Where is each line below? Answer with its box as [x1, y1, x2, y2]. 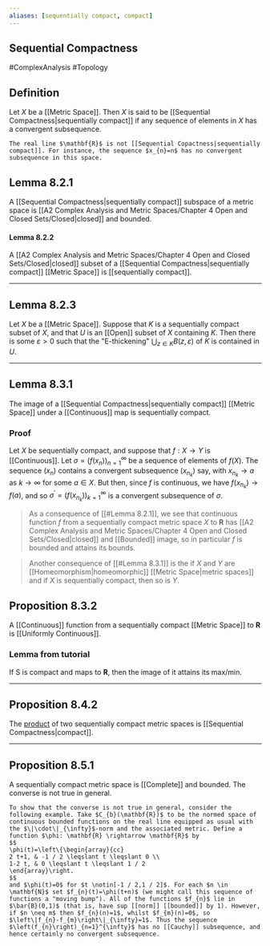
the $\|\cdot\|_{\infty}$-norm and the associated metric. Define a [9, 825, 243, 833]
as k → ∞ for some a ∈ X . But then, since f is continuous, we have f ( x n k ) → [9, 477, 259, 490]
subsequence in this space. [9, 154, 103, 162]
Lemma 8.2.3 [9, 298, 77, 311]
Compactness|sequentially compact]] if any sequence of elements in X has [9, 116, 257, 125]
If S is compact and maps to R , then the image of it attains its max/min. [9, 667, 243, 676]
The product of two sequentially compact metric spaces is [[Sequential [9, 719, 244, 729]
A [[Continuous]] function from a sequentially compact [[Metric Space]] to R [9, 620, 261, 630]
